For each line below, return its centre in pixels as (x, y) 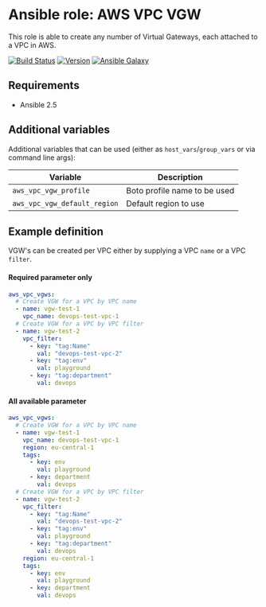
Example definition (56, 231)
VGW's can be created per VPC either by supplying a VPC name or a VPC (127, 251)
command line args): (42, 158)
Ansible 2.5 (38, 104)
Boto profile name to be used (180, 190)
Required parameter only (51, 277)
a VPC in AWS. (32, 45)
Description (180, 177)
